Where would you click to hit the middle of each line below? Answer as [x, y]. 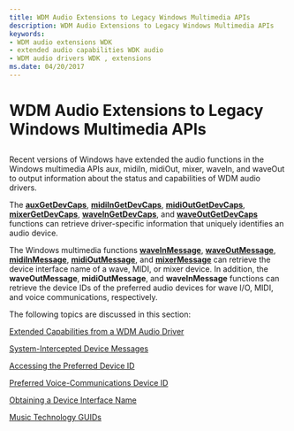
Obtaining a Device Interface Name [73, 400]
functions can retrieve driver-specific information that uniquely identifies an [147, 224]
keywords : [27, 34]
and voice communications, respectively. [83, 297]
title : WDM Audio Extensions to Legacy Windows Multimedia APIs [130, 17]
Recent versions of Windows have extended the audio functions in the [137, 159]
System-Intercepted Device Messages [79, 349]
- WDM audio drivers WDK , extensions [80, 58]
